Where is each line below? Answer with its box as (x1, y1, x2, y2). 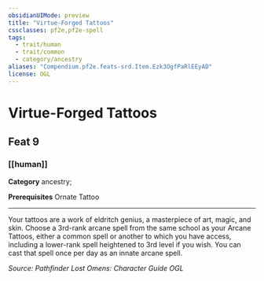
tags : (8, 33, 26, 42)
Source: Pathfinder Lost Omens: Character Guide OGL (8, 263, 184, 272)
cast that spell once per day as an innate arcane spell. (8, 248, 183, 257)
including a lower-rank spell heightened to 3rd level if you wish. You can (8, 239, 241, 249)
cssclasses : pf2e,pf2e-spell (8, 26, 104, 34)
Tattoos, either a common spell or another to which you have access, (8, 231, 232, 241)
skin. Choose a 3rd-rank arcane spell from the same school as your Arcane (8, 223, 251, 232)
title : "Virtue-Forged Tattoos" (8, 19, 114, 27)
